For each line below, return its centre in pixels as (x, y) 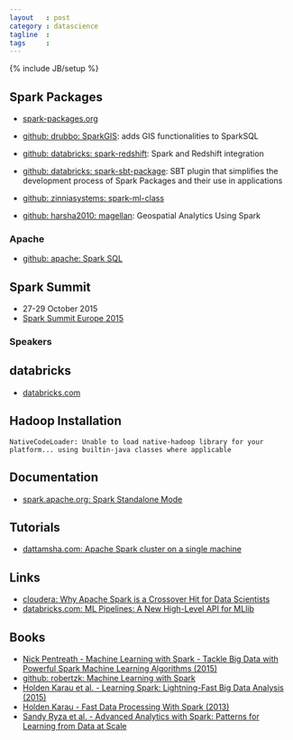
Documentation (54, 478)
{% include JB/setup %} (54, 69)
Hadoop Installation (65, 421)
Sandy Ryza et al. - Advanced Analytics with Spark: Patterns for (141, 716)
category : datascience (54, 26)
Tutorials (35, 527)
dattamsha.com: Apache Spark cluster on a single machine (132, 549)
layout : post (40, 18)
